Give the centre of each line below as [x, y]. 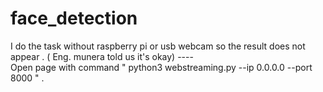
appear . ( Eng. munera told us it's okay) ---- [102, 56]
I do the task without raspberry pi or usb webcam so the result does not [158, 46]
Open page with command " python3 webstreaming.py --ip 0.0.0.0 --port [161, 67]
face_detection [74, 18]
